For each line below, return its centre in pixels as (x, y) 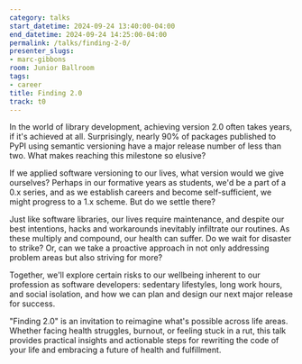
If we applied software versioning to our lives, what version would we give (146, 173)
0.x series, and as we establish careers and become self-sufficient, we (141, 192)
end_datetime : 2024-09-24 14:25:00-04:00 (88, 34)
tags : (19, 77)
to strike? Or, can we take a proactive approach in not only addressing (139, 248)
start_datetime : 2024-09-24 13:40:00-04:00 (92, 26)
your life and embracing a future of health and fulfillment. (115, 350)
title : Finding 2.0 (46, 93)
